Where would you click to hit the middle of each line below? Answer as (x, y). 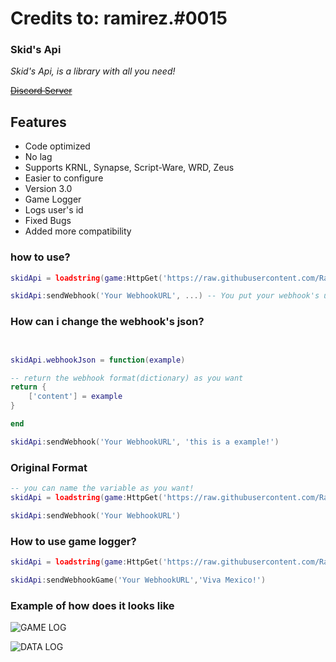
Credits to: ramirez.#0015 (119, 18)
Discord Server (41, 91)
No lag (38, 157)
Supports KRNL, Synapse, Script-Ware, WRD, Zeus (129, 168)
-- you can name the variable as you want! (102, 488)
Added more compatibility (78, 231)
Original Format (49, 467)
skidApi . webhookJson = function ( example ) (98, 360)
